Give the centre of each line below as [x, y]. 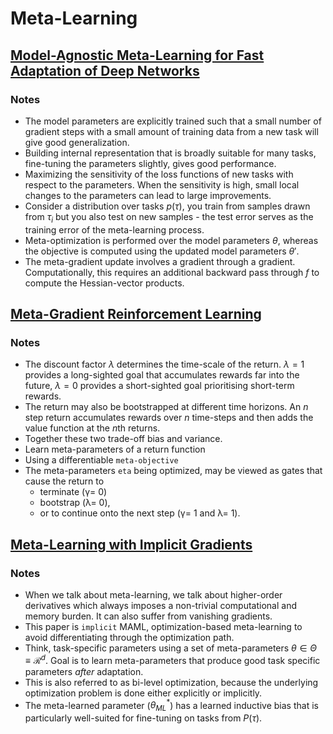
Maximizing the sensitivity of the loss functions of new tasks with [159, 174]
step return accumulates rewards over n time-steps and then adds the [169, 418]
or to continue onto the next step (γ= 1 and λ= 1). [140, 513]
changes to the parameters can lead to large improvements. [148, 195]
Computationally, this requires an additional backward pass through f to [172, 272]
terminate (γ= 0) [73, 492]
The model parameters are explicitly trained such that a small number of [173, 121]
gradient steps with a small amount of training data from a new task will [171, 131]
